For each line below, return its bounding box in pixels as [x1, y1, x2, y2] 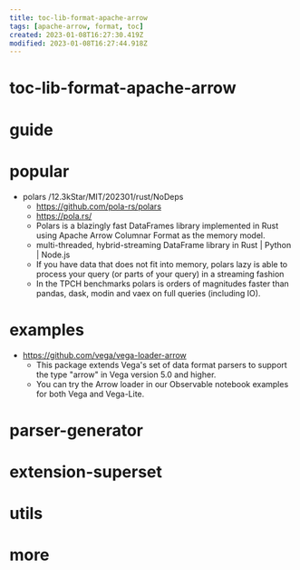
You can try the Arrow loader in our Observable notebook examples [35, 378, 289, 389]
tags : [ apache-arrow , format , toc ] [9, 22, 144, 31]
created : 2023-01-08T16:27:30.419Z [9, 30, 144, 39]
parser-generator [9, 420, 143, 441]
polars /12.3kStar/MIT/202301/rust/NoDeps [22, 191, 184, 202]
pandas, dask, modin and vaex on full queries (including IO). [35, 287, 261, 298]
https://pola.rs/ [35, 210, 92, 221]
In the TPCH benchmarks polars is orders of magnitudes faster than [35, 278, 290, 289]
